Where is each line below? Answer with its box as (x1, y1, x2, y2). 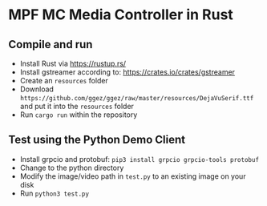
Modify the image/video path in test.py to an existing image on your (19, 171, 246, 181)
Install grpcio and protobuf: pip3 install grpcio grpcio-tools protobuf (19, 154, 259, 164)
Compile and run (8, 38, 93, 51)
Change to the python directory (19, 163, 124, 172)
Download (19, 84, 55, 94)
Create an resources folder (19, 76, 108, 85)
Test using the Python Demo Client (8, 133, 186, 147)
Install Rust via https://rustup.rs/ (19, 59, 127, 68)
